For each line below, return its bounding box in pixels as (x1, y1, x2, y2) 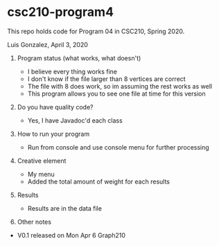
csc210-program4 (7, 4, 114, 20)
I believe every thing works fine (27, 67, 118, 76)
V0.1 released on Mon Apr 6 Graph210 (17, 231, 126, 239)
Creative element (17, 157, 67, 165)
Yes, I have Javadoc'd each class (27, 116, 123, 125)
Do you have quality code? (17, 103, 94, 111)
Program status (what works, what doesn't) (17, 53, 141, 62)
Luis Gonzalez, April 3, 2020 (7, 40, 89, 49)
